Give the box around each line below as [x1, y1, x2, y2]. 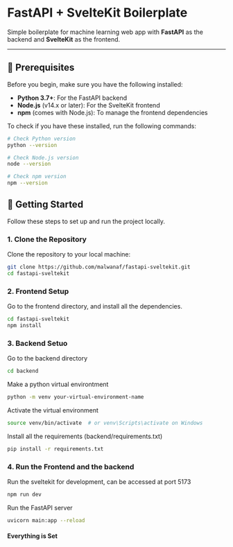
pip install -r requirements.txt [7, 445, 104, 452]
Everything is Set [7, 532, 58, 540]
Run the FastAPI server [7, 503, 73, 512]
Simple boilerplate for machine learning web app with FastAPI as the [7, 28, 203, 36]
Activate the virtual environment [7, 406, 99, 414]
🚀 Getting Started [7, 199, 84, 211]
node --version [7, 161, 51, 168]
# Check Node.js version [7, 154, 79, 161]
